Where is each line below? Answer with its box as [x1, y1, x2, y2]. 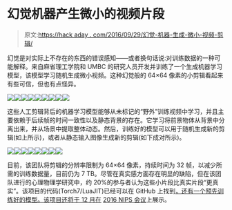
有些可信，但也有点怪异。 [7, 79, 80, 88]
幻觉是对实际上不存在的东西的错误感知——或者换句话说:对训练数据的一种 [7, 53, 215, 62]
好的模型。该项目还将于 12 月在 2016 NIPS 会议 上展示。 [12, 195, 171, 204]
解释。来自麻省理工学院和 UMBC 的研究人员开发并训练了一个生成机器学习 [12, 62, 223, 70]
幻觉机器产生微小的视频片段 [7, 6, 165, 22]
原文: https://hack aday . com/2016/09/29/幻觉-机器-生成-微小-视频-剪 [23, 30, 224, 39]
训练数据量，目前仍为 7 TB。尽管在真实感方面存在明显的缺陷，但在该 [19, 169, 215, 178]
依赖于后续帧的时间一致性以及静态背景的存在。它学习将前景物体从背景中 [12, 115, 219, 124]
